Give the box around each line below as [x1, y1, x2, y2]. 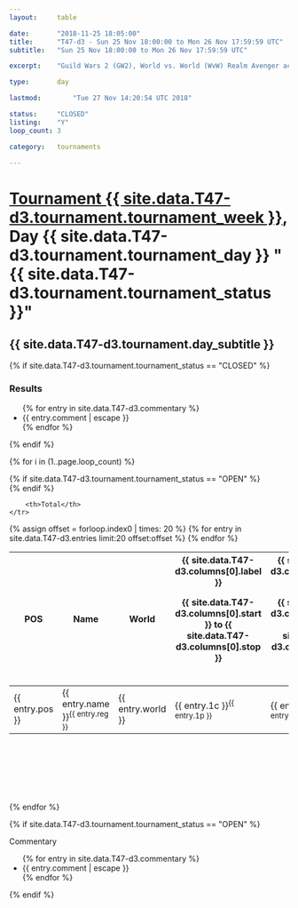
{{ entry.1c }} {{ [174, 697, 235, 712]
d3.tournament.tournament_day [9, 245, 253, 265]
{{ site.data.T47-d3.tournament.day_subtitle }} [9, 337, 275, 352]
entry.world [118, 703, 167, 715]
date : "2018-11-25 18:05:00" [9, 28, 141, 38]
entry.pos [13, 703, 54, 715]
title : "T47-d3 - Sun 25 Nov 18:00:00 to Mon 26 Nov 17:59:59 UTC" [9, 37, 284, 46]
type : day [9, 77, 69, 87]
